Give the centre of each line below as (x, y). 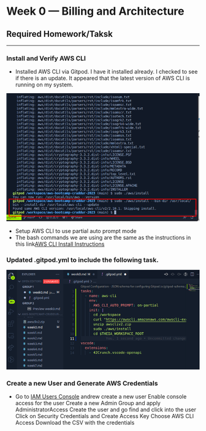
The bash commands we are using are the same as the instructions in (103, 237)
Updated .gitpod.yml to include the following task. (82, 260)
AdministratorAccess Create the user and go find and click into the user (105, 410)
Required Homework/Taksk (60, 34)
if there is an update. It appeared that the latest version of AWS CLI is (102, 78)
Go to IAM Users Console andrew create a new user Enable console (101, 397)
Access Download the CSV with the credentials (75, 423)
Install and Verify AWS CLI (46, 58)
